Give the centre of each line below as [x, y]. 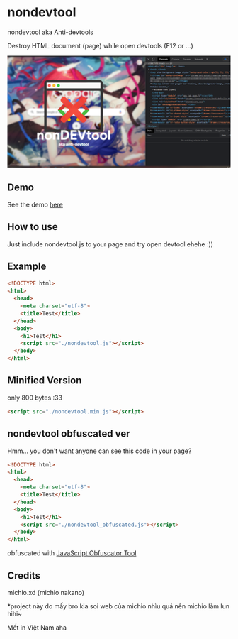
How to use [33, 227]
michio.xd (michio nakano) [46, 592]
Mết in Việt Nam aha [37, 627]
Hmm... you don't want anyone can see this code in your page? [100, 451]
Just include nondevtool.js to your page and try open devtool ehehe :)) [110, 244]
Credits [24, 575]
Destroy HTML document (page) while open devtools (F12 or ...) [100, 45]
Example [27, 266]
